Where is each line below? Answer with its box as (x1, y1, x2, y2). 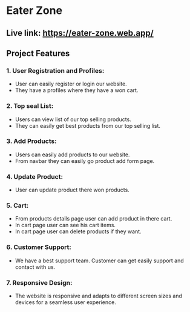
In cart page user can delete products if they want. (15, 228, 142, 235)
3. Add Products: (6, 137, 57, 145)
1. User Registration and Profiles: (6, 66, 105, 75)
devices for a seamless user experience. (15, 299, 116, 306)
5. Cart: (6, 201, 29, 210)
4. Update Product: (6, 172, 64, 181)
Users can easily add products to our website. (15, 151, 130, 158)
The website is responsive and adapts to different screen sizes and (15, 292, 183, 300)
